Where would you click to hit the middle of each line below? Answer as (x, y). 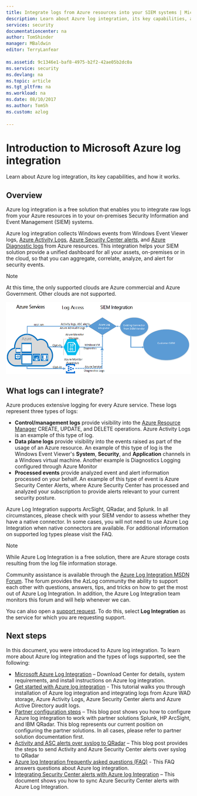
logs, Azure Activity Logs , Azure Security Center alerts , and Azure (86, 240)
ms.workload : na (26, 93)
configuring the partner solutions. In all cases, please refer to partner (98, 730)
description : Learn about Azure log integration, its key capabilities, (97, 19)
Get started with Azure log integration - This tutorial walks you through (100, 686)
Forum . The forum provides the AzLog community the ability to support (92, 581)
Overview (24, 195)
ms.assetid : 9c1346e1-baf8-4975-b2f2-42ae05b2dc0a (69, 62)
